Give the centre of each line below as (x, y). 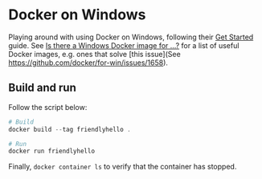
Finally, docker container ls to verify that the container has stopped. (123, 167)
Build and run (42, 88)
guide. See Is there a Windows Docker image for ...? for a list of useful (124, 45)
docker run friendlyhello (51, 151)
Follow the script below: (48, 107)
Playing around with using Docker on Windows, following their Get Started (131, 37)
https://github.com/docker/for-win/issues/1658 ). (88, 63)
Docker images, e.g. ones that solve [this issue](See (94, 54)
